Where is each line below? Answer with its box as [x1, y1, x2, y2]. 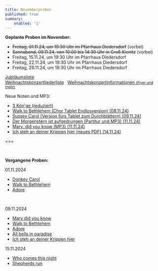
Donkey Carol [12, 176, 40, 182]
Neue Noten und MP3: [5, 93, 51, 99]
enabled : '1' [14, 21, 41, 26]
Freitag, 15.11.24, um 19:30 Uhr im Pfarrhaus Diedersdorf [12, 54, 126, 60]
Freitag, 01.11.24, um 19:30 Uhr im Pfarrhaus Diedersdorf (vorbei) [12, 44, 144, 50]
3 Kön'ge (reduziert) [12, 103, 54, 108]
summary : [5, 16, 23, 21]
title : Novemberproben [5, 7, 52, 12]
